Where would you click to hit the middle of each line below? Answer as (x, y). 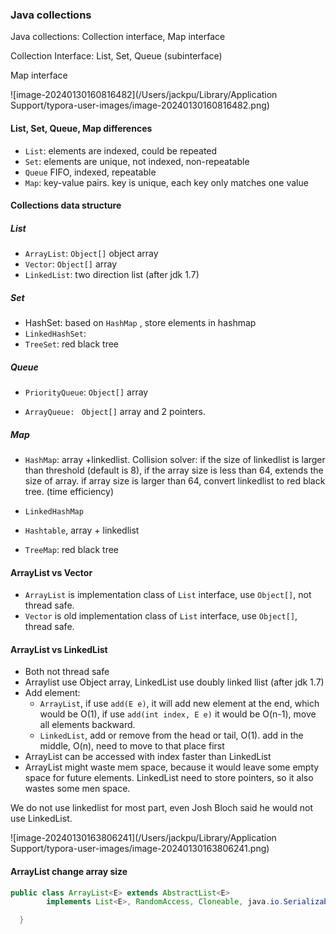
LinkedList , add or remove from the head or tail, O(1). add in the (171, 735)
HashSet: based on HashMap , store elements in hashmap (140, 323)
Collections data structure (66, 205)
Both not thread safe (67, 672)
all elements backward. (87, 725)
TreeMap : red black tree (71, 549)
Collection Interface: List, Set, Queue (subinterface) (116, 56)
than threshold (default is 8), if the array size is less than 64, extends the (174, 470)
